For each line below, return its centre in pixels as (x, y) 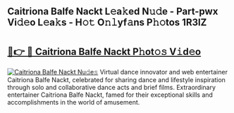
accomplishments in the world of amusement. (74, 102)
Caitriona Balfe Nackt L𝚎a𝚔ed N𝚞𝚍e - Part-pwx (113, 12)
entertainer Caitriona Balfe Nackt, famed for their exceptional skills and (110, 95)
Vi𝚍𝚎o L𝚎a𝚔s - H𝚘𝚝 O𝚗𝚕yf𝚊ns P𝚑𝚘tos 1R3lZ (107, 23)
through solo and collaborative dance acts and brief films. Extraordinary (112, 87)
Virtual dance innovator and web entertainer (164, 72)
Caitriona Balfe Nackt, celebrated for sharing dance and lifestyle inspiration (116, 80)
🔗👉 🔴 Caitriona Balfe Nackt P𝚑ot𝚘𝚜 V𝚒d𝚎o (104, 52)
